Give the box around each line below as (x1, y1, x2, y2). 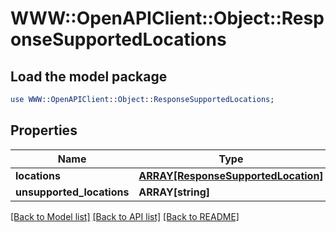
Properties (10, 122, 78, 139)
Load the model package (10, 68, 168, 85)
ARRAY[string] (138, 185, 211, 199)
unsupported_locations (15, 185, 130, 199)
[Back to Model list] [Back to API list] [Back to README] (10, 210, 240, 222)
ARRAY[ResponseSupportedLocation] (138, 168, 324, 182)
